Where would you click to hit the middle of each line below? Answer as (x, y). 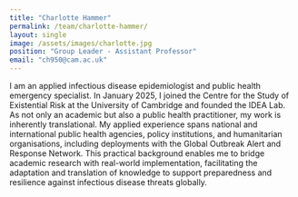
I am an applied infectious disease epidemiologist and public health (135, 86)
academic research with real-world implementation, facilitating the (134, 163)
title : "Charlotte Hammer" (60, 18)
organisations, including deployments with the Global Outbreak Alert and (145, 143)
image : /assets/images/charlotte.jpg (81, 43)
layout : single (38, 34)
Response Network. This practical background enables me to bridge (137, 153)
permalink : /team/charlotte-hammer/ (79, 26)
